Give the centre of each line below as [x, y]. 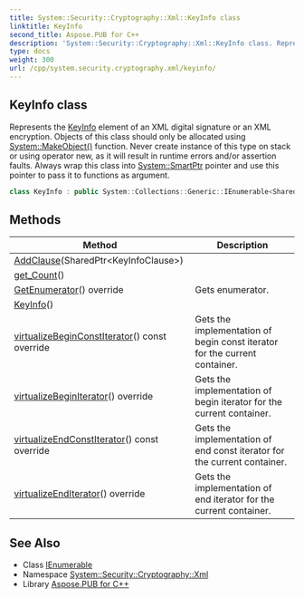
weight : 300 [32, 60]
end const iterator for [239, 451]
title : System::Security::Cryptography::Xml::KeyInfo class [125, 18]
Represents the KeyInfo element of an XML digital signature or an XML [140, 127]
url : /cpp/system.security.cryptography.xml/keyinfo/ [113, 69]
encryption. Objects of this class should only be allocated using [128, 136]
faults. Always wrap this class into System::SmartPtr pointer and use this [144, 165]
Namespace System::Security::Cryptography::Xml [115, 574]
